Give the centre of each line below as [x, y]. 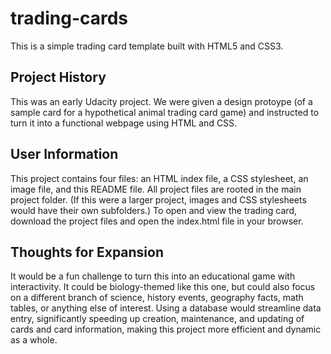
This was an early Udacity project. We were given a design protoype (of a [161, 101]
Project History [58, 77]
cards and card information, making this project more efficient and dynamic [166, 329]
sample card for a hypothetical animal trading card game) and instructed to [165, 112]
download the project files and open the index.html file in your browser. [157, 221]
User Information [64, 154]
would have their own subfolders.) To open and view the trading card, [153, 210]
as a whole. [34, 340]
